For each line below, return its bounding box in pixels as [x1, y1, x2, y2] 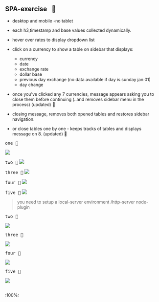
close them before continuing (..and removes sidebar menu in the [12, 96, 144, 102]
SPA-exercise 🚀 [5, 5, 56, 13]
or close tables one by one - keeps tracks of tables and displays [12, 126, 142, 131]
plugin [17, 204, 30, 210]
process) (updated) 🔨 [12, 101, 55, 108]
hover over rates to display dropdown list [12, 37, 95, 43]
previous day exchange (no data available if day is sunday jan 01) [19, 76, 151, 82]
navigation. [12, 116, 35, 122]
